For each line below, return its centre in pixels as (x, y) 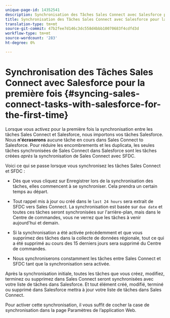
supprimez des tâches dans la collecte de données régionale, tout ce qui (88, 238)
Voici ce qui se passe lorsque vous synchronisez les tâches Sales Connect (83, 166)
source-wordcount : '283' (31, 38)
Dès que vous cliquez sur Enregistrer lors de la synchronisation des (83, 181)
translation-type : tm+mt (31, 24)
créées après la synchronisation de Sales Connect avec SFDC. (70, 156)
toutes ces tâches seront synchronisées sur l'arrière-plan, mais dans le (87, 212)
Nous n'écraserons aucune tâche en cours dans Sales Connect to (74, 140)
